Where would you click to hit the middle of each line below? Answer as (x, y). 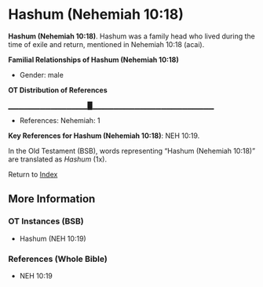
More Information (52, 199)
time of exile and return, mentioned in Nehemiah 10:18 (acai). (106, 44)
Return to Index (33, 174)
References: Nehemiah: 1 (60, 120)
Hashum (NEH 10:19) (53, 238)
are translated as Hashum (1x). (58, 159)
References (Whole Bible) (58, 259)
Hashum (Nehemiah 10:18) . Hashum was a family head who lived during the (131, 36)
